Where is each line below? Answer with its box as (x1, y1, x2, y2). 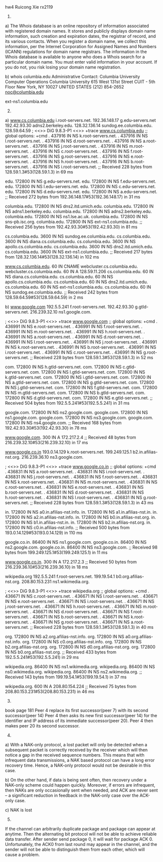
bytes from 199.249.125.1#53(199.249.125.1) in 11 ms (5, 550, 108, 555)
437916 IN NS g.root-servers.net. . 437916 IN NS (32, 154, 130, 159)
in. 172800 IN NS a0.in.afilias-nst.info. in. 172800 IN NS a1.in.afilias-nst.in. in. (5, 509, 158, 515)
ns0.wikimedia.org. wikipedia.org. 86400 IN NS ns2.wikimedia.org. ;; (5, 669, 142, 674)
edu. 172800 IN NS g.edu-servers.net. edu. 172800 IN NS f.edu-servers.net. (5, 178, 157, 184)
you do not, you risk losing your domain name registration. (5, 64, 122, 70)
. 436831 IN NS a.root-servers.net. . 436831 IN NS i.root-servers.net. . (5, 469, 145, 474)
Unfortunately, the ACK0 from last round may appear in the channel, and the (5, 842, 158, 847)
